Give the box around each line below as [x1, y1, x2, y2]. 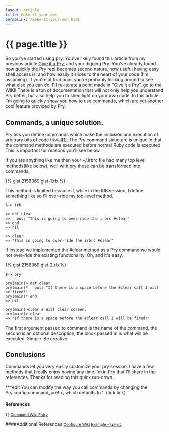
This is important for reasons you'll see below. [5, 147, 101, 154]
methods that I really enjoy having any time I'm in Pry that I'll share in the [5, 369, 156, 375]
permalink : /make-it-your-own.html [5, 17, 80, 22]
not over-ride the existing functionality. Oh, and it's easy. [5, 252, 123, 258]
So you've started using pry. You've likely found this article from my [5, 55, 146, 61]
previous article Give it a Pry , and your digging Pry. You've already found [5, 61, 156, 67]
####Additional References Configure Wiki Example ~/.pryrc [5, 421, 122, 427]
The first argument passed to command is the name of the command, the [5, 325, 157, 331]
